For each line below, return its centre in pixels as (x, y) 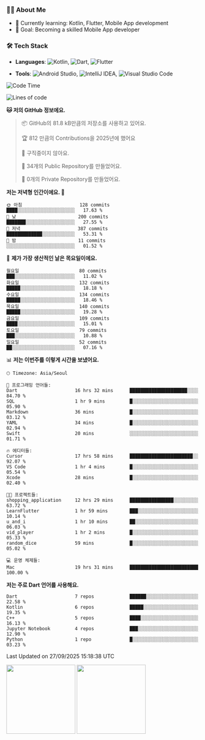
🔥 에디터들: (19, 450)
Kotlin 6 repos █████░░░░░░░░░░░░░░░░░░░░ (102, 607)
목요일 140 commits (58, 306)
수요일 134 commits (58, 295)
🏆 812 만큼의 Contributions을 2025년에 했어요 (78, 138)
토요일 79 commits (57, 330)
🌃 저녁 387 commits (57, 229)
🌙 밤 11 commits (56, 241)
